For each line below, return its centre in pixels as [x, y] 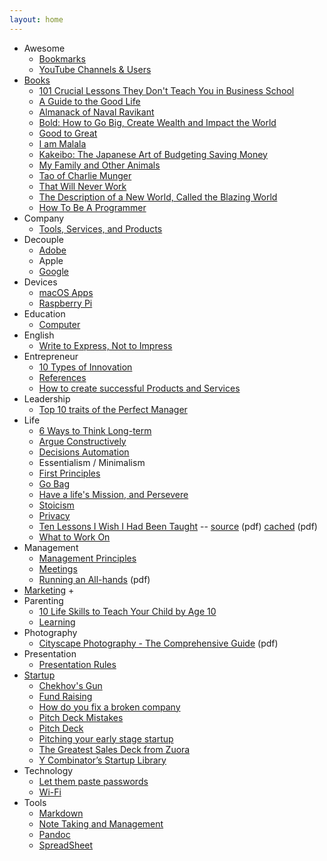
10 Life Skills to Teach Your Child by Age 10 [127, 611]
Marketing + [49, 590]
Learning [57, 622]
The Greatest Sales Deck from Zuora [114, 749]
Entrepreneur [51, 356]
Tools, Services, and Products [100, 228]
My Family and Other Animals [99, 165]
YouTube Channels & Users [95, 69]
